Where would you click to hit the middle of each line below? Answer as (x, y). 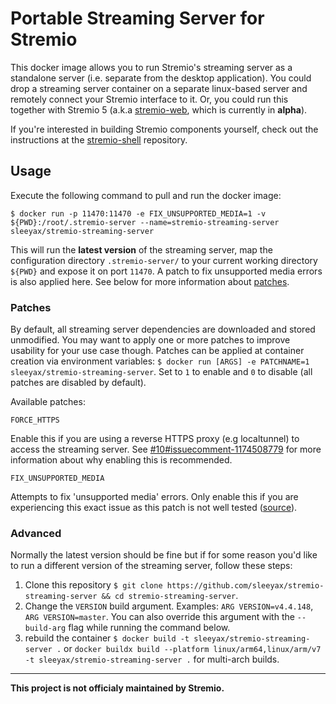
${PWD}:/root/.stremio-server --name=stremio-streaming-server (145, 222)
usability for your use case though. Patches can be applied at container (157, 351)
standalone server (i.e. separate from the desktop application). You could (161, 78)
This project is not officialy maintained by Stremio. (117, 688)
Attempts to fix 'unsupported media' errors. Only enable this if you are (154, 497)
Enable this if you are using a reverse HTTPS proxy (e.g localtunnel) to (155, 439)
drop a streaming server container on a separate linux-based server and (159, 88)
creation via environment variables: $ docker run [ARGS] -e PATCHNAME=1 (160, 361)
